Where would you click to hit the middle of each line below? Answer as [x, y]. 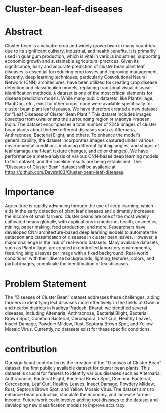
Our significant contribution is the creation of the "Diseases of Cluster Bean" [83, 362]
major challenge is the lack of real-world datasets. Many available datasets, [82, 243]
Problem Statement [46, 284]
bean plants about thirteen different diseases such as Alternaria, [71, 130]
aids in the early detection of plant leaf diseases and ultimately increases [80, 211]
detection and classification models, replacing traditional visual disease [78, 88]
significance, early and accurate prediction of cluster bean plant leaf [75, 67]
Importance [30, 192]
